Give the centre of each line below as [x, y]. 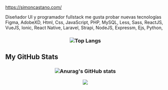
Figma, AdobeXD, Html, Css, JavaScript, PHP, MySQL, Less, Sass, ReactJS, [84, 22]
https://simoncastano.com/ [33, 7]
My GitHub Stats [32, 57]
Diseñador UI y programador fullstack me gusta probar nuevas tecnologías [83, 17]
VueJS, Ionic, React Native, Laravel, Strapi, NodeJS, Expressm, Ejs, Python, [84, 28]
